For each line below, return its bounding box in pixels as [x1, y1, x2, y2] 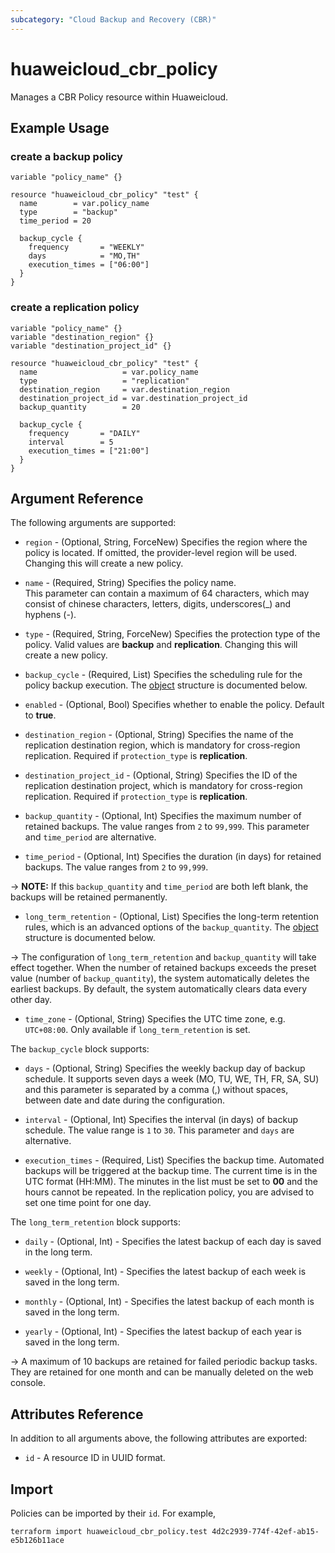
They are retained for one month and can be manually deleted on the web [10, 1366, 314, 1378]
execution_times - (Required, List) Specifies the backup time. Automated [24, 1154, 325, 1166]
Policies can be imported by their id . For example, [10, 1507, 217, 1519]
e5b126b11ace [10, 1535, 65, 1545]
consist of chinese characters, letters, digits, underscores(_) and [24, 598, 292, 610]
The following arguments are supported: [10, 517, 177, 529]
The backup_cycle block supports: [10, 1043, 150, 1055]
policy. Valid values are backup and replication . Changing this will [24, 639, 298, 651]
